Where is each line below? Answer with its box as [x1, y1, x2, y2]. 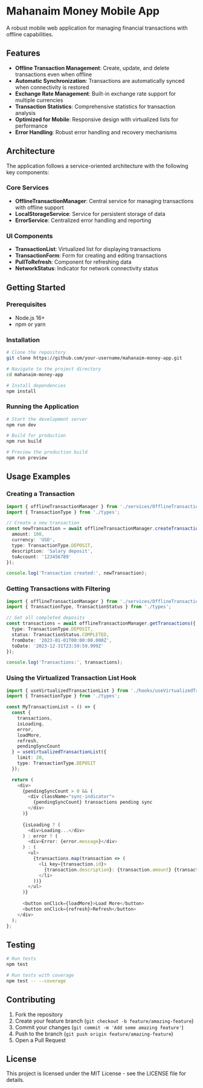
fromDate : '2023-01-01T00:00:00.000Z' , [11, 637, 112, 643]
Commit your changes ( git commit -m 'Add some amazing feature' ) [14, 1023, 184, 1031]
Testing [6, 939, 36, 950]
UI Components [6, 232, 53, 240]
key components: [6, 168, 50, 176]
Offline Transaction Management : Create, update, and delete [14, 64, 170, 71]
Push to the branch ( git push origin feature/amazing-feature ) [14, 1030, 173, 1037]
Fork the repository [14, 1011, 63, 1018]
